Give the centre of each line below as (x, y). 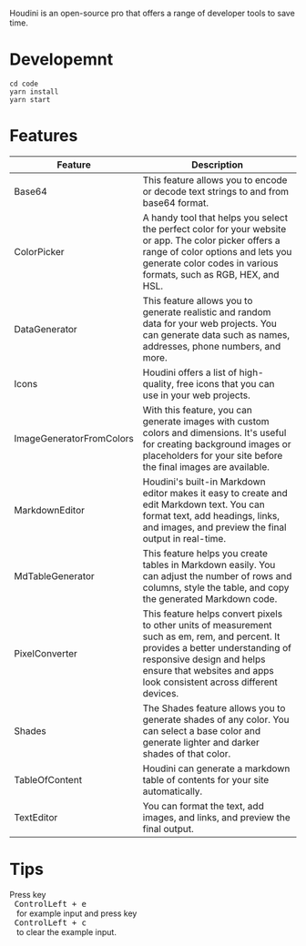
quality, (158, 383)
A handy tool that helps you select (215, 218)
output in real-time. (184, 538)
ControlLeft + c (50, 922)
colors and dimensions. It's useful (214, 432)
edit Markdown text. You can (204, 504)
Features (44, 136)
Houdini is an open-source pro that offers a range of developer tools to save (153, 13)
